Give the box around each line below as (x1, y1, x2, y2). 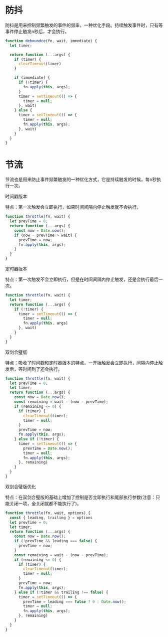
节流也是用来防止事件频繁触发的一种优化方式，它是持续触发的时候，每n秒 (5, 177, 157, 183)
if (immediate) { (14, 75, 50, 80)
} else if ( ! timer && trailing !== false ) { (14, 590, 108, 595)
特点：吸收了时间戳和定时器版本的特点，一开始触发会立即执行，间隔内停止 (5, 360, 158, 366)
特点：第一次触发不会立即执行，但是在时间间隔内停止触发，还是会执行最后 (5, 276, 158, 282)
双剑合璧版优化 (5, 484, 36, 490)
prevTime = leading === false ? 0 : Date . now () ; (23, 599, 126, 604)
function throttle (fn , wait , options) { (5, 510, 91, 516)
